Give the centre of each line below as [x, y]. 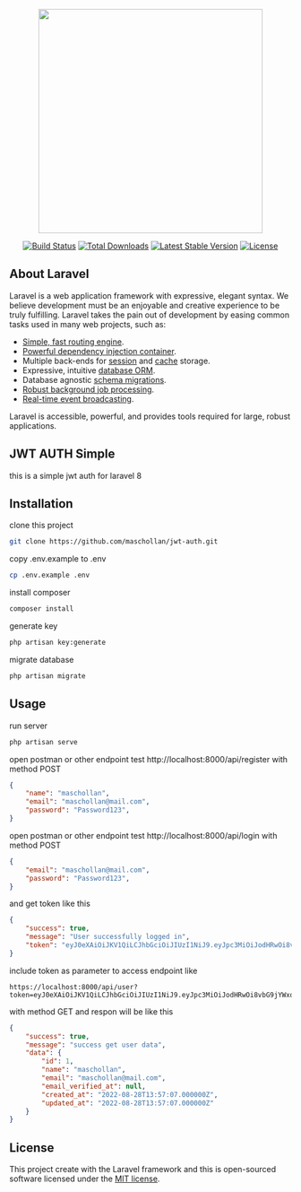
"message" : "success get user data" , [96, 1045]
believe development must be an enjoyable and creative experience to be [145, 305]
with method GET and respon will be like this [91, 1011]
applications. [33, 425]
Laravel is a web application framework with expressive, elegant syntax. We [149, 295]
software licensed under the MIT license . [85, 1179]
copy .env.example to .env [58, 559]
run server [28, 726]
